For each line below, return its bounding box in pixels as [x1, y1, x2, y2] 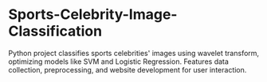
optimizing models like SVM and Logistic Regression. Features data [8, 57, 230, 66]
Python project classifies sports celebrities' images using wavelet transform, [8, 48, 260, 58]
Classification [8, 22, 102, 40]
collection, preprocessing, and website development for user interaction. [8, 65, 247, 74]
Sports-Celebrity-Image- [8, 6, 178, 24]
